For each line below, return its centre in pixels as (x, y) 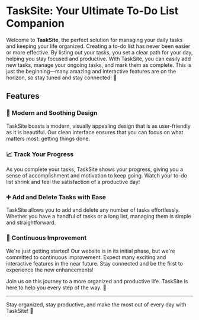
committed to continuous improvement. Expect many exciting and (86, 257)
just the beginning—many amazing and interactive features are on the (91, 71)
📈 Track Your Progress (40, 154)
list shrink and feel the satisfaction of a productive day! (73, 182)
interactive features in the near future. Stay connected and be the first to (95, 263)
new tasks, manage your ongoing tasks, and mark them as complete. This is (99, 65)
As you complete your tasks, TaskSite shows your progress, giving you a (95, 169)
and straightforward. (31, 222)
